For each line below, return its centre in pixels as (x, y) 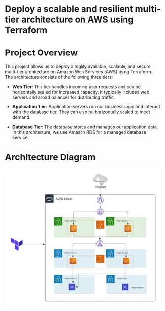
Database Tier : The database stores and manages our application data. (85, 127)
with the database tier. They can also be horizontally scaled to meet (81, 112)
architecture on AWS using (78, 20)
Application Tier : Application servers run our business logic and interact (86, 107)
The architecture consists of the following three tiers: (59, 77)
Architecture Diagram (50, 157)
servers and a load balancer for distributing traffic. (63, 97)
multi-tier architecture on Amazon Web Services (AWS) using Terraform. (79, 72)
